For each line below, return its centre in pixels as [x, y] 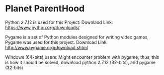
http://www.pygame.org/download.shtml [47, 47]
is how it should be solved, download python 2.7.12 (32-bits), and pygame [81, 62]
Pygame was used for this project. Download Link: [56, 42]
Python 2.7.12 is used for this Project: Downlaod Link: [59, 22]
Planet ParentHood [45, 9]
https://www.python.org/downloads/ [42, 27]
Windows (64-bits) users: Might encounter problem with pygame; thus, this [82, 57]
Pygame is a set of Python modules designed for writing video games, [77, 37]
